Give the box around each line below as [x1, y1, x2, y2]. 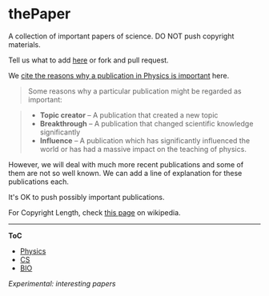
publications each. [8, 177, 70, 186]
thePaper [8, 5, 71, 23]
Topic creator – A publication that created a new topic [39, 110, 219, 120]
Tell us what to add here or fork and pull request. [8, 55, 170, 65]
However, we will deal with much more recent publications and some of [8, 159, 244, 169]
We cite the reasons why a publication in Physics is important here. [8, 70, 230, 80]
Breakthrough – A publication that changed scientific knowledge [39, 118, 254, 128]
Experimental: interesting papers [8, 278, 116, 288]
